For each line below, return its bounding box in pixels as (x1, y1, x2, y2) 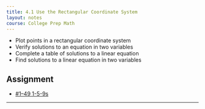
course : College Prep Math (6, 20, 75, 26)
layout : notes (6, 15, 43, 21)
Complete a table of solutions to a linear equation (15, 50, 139, 57)
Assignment (6, 74, 54, 84)
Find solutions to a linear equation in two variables (15, 56, 142, 64)
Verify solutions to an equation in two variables (15, 43, 134, 51)
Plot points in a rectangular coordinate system (15, 37, 131, 44)
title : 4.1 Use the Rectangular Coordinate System (6, 9, 138, 15)
